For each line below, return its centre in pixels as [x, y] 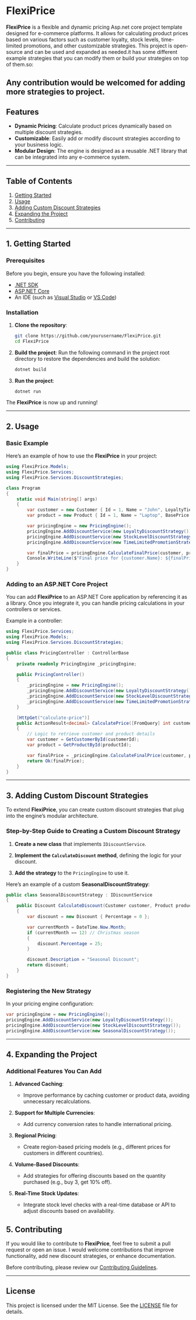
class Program [23, 488]
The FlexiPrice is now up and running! [52, 403]
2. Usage [22, 426]
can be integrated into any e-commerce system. [72, 157]
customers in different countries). [63, 1153]
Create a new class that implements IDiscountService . [80, 844]
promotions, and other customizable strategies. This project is [98, 46]
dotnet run [28, 391]
